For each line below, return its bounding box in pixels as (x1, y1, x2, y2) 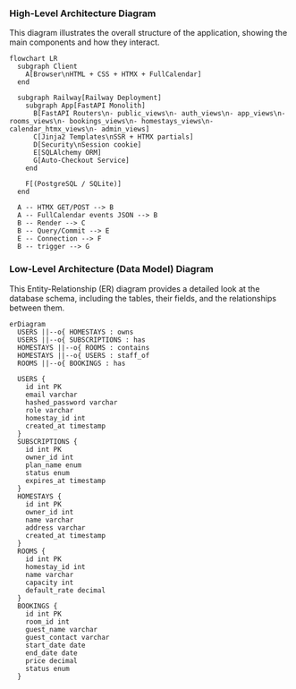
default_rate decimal (25, 585, 106, 595)
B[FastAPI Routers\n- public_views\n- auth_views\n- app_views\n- (32, 109, 286, 118)
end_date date (25, 648, 78, 658)
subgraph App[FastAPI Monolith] (25, 101, 146, 110)
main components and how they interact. (9, 37, 160, 47)
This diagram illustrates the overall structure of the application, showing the (9, 28, 288, 38)
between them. (9, 302, 65, 313)
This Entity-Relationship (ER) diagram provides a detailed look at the (9, 283, 260, 293)
